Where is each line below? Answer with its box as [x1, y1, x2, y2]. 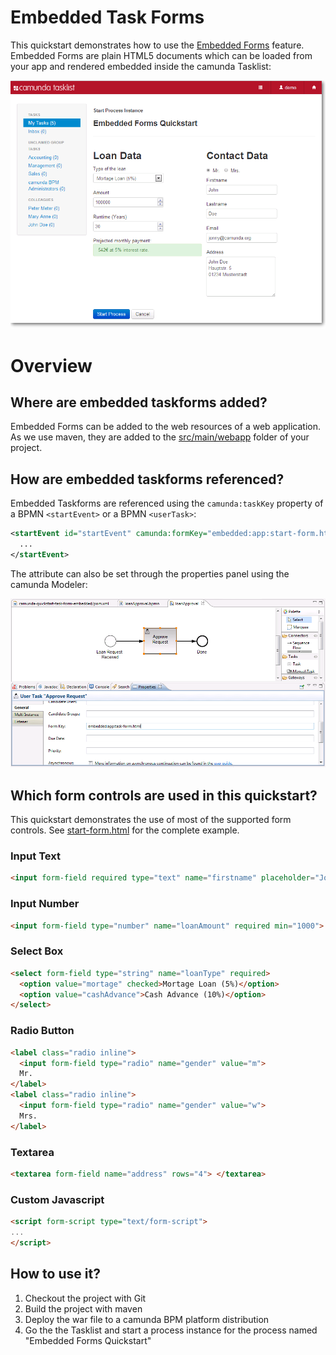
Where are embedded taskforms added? [10, 394, 268, 411]
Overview [10, 354, 93, 377]
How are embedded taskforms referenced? [10, 471, 285, 488]
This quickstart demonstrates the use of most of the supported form [10, 814, 292, 826]
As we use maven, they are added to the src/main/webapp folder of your [10, 431, 310, 443]
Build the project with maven [24, 1302, 143, 1315]
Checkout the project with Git [24, 1292, 147, 1304]
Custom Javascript [10, 1192, 105, 1206]
